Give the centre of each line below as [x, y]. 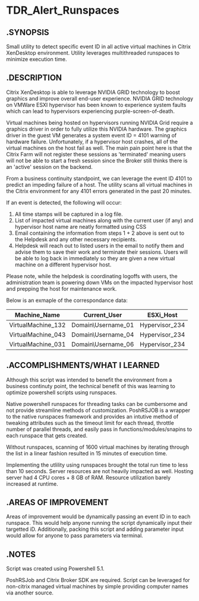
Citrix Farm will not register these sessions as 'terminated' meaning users [96, 154]
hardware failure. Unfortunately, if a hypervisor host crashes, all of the [92, 141]
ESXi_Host [163, 314]
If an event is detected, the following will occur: [64, 202]
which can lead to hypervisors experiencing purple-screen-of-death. [91, 111]
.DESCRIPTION [34, 78]
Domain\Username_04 [102, 335]
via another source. [30, 593]
